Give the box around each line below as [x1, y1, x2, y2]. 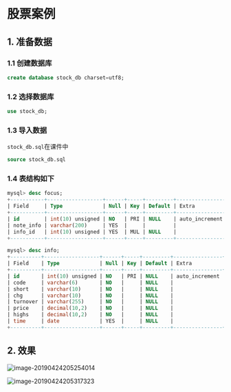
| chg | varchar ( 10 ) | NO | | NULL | [7, 292, 174, 299]
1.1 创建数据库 [7, 58, 52, 68]
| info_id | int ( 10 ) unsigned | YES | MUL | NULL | [7, 228, 177, 235]
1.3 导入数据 [7, 125, 47, 135]
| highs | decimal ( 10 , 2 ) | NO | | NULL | [7, 311, 174, 318]
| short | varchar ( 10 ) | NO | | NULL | [7, 285, 174, 293]
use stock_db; [7, 108, 48, 115]
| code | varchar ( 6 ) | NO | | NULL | [7, 279, 174, 286]
